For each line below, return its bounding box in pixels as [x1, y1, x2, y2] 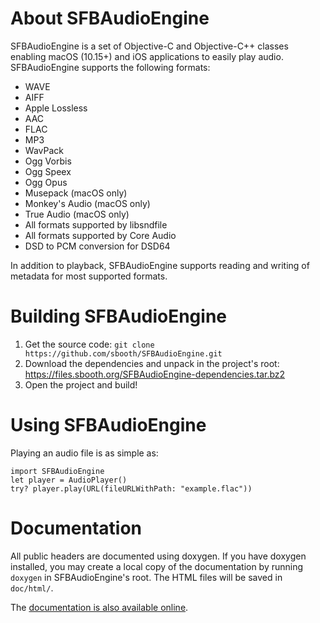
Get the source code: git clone [24, 338, 155, 350]
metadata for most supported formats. [10, 270, 168, 282]
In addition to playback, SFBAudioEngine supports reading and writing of [10, 259, 310, 271]
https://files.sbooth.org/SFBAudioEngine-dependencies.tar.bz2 [24, 368, 286, 380]
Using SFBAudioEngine [10, 414, 207, 437]
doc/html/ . [10, 582, 54, 594]
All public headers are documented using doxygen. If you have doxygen [10, 550, 307, 562]
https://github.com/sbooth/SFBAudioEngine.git [24, 348, 223, 359]
